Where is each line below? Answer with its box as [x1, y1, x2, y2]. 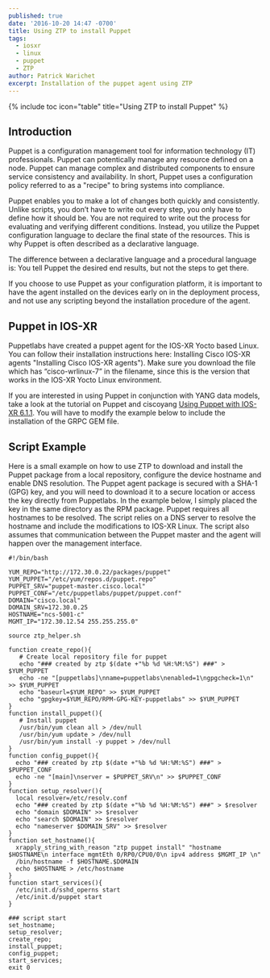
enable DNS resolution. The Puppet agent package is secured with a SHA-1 [8, 478, 258, 488]
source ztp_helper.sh [8, 631, 81, 640]
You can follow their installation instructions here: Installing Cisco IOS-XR [8, 349, 251, 359]
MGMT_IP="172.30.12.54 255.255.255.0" [8, 617, 139, 625]
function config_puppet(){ [8, 751, 99, 759]
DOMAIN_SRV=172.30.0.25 [8, 603, 89, 612]
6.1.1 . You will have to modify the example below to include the [19, 408, 226, 418]
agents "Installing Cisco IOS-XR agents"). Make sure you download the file [8, 358, 256, 368]
